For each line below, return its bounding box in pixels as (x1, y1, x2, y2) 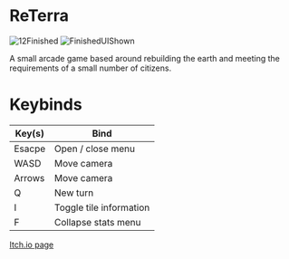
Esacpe (14, 142, 46, 155)
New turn (53, 187, 94, 199)
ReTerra (9, 5, 70, 26)
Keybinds (9, 94, 83, 115)
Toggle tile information (53, 201, 150, 214)
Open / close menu (53, 142, 136, 155)
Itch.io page (9, 239, 54, 250)
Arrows (14, 171, 45, 184)
